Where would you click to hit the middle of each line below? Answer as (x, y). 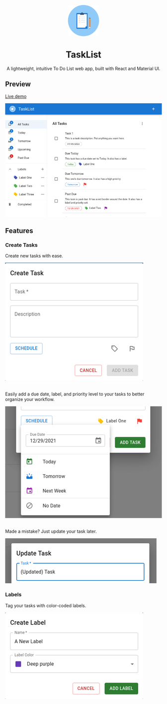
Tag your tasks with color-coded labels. (46, 605)
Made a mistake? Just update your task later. (51, 531)
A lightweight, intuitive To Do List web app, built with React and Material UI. (83, 68)
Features (19, 231)
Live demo (16, 96)
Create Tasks (22, 245)
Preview (18, 84)
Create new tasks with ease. (34, 256)
